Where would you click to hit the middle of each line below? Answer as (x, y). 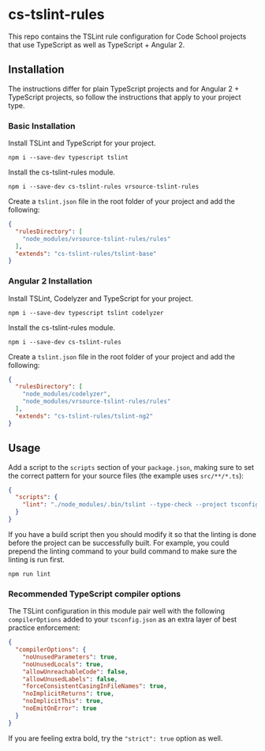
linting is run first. (37, 559)
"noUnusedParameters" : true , (70, 657)
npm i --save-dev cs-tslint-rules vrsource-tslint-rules (104, 187)
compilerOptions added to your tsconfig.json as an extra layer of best (123, 620)
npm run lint (30, 574)
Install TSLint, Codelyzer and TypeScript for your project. (101, 299)
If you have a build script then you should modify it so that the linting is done (132, 534)
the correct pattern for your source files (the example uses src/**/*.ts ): (126, 475)
